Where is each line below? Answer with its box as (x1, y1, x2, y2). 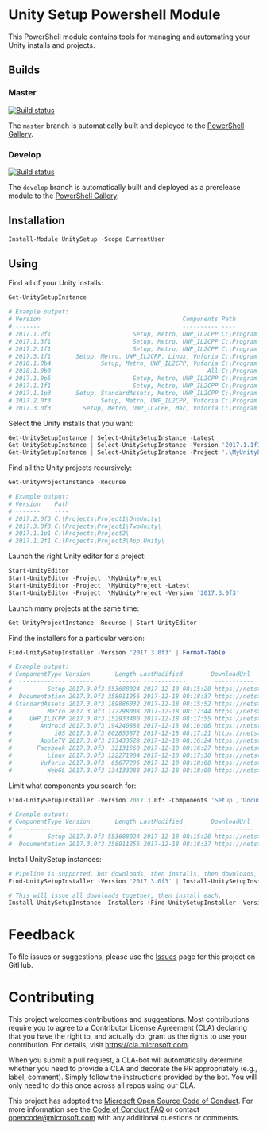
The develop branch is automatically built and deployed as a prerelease (8, 182, 241, 192)
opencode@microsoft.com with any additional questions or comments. (8, 1113, 240, 1123)
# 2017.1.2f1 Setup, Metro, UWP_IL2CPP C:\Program (8, 330, 258, 338)
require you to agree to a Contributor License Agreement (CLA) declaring (8, 1023, 248, 1033)
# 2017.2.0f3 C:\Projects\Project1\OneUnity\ (8, 515, 161, 522)
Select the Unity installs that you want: (8, 418, 134, 428)
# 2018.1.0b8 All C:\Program (8, 367, 258, 375)
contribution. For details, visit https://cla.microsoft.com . (8, 1040, 190, 1050)
